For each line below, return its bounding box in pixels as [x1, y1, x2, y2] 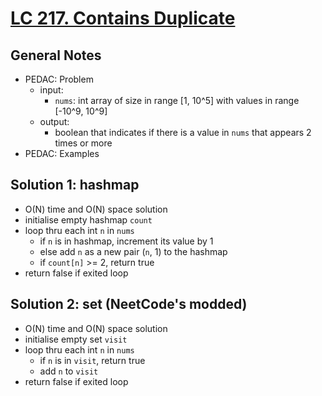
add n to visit [39, 365, 99, 377]
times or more [54, 137, 113, 149]
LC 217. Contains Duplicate [10, 7, 236, 30]
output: [39, 116, 70, 127]
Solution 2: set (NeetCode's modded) [10, 296, 248, 313]
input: [39, 84, 64, 96]
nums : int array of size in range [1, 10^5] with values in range [54, 95, 300, 106]
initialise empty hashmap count [24, 213, 153, 226]
